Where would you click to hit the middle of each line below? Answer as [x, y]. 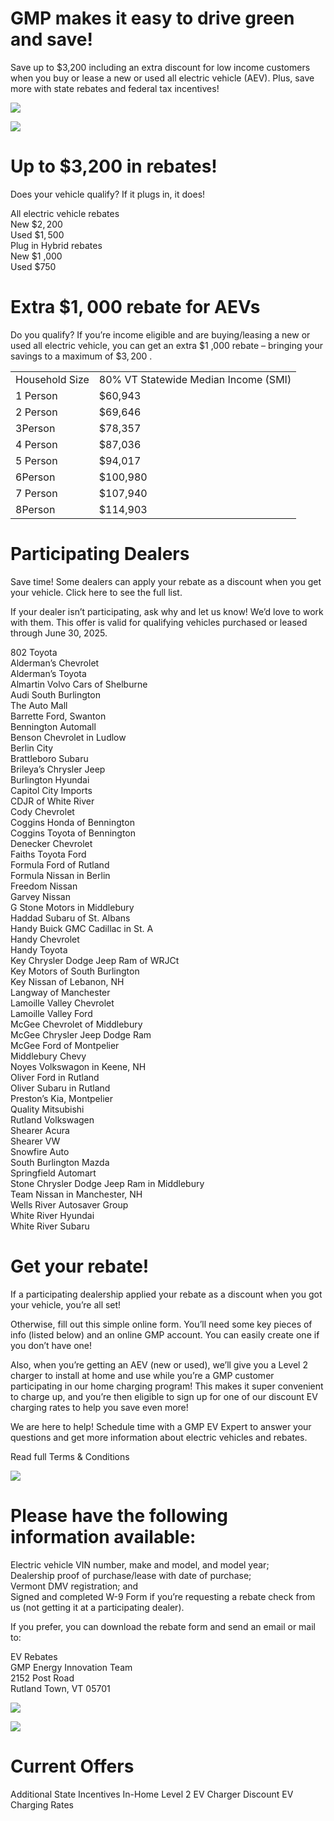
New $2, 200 [36, 224]
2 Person [36, 412]
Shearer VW [35, 1141]
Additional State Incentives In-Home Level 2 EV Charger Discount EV [152, 1794]
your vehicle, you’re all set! [66, 1304]
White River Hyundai [52, 1215]
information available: [103, 1536]
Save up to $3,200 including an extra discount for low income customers [160, 67]
